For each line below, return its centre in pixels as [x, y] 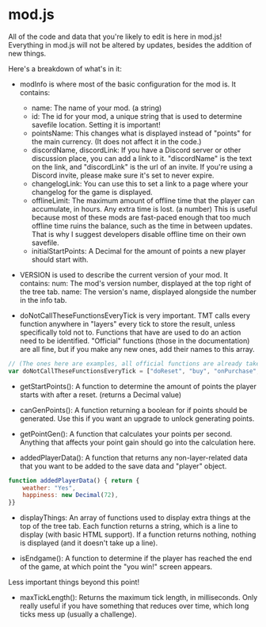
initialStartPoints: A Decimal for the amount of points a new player [139, 250]
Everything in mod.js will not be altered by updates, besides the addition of [130, 44]
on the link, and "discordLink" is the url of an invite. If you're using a [142, 166]
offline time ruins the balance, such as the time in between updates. [142, 226]
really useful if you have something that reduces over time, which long [134, 606]
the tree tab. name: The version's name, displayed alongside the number [138, 292]
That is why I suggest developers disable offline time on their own [139, 234]
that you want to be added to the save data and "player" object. [123, 466]
